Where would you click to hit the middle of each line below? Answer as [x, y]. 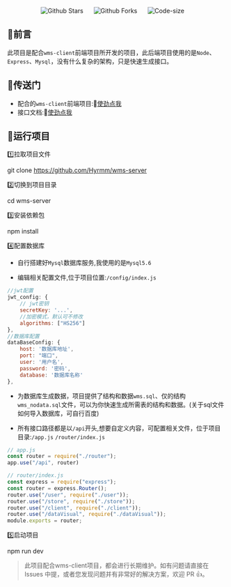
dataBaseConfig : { [34, 343]
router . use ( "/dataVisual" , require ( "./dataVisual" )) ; [87, 514]
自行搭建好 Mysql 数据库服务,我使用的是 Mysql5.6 [84, 263]
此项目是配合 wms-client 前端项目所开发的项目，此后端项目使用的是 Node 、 [111, 52]
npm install [23, 231]
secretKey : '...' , [46, 310]
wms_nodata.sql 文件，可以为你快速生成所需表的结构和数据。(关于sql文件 [121, 404]
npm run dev [25, 551]
